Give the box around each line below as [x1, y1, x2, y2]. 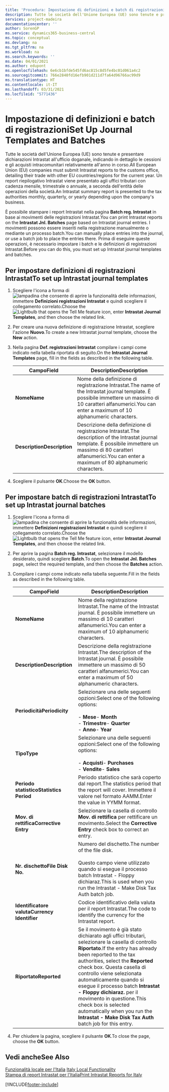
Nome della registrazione [77, 596, 137, 603]
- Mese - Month [77, 713, 117, 720]
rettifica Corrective [15, 820, 61, 827]
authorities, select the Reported [77, 957, 153, 964]
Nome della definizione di [77, 376, 137, 383]
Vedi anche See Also [5, 1053, 69, 1061]
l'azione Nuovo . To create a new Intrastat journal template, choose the [12, 329, 157, 335]
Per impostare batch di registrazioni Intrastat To [5, 493, 156, 501]
